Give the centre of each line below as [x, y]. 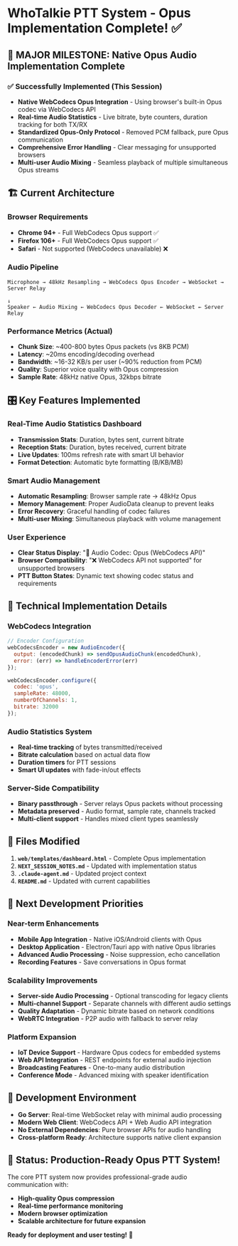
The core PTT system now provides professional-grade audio [97, 1177]
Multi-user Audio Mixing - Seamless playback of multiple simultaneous [123, 162]
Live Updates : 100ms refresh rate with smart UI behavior [101, 454]
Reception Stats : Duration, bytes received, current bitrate [102, 447]
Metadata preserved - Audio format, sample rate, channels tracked [117, 811]
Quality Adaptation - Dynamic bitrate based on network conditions [116, 1011]
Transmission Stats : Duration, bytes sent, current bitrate [101, 439]
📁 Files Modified [44, 841]
